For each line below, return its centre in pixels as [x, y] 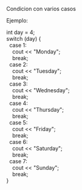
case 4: [19, 103]
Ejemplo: [17, 20]
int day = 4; [21, 32]
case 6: [19, 142]
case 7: [18, 161]
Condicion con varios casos [41, 9]
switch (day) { [24, 39]
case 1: [18, 45]
